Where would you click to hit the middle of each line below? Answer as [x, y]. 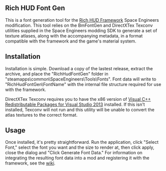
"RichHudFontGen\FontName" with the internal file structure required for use [83, 84]
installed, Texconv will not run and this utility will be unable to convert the [80, 109]
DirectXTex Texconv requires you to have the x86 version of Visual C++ [78, 99]
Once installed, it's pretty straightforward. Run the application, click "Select [82, 142]
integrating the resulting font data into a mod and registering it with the [77, 158]
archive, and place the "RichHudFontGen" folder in [57, 74]
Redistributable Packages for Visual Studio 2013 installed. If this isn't [75, 104]
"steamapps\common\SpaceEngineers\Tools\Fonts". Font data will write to [81, 79]
